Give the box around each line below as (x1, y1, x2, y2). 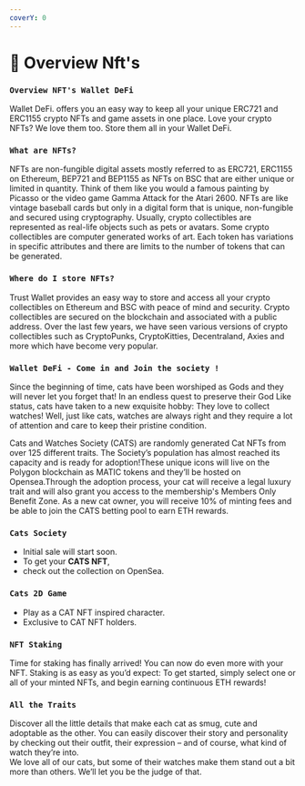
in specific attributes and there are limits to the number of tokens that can (9, 241, 285, 252)
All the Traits (9, 700, 77, 710)
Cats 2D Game (9, 589, 67, 599)
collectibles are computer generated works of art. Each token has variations (9, 231, 294, 242)
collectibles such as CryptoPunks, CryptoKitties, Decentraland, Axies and (9, 330, 285, 341)
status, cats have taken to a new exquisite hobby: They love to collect (9, 401, 270, 411)
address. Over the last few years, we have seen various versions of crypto (9, 320, 289, 332)
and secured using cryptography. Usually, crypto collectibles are (9, 212, 252, 223)
